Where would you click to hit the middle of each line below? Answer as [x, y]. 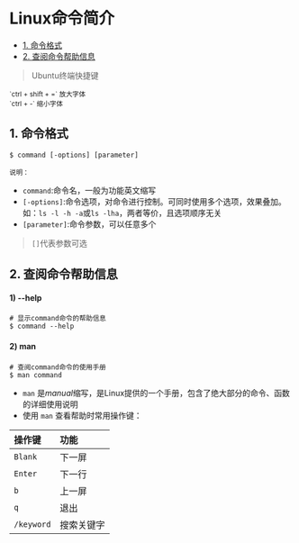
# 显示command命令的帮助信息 [58, 319]
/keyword [32, 524]
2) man [23, 346]
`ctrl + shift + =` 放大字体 [48, 94]
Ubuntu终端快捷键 [65, 75]
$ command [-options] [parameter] [74, 155]
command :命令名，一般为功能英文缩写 [89, 190]
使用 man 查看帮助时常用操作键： [82, 415]
